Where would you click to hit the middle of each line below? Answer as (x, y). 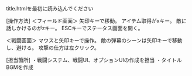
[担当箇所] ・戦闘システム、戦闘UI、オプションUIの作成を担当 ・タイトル (94, 60)
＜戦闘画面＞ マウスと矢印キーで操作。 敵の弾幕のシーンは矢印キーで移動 (94, 40)
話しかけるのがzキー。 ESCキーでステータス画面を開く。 (75, 28)
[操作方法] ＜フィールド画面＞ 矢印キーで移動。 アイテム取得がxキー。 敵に (96, 21)
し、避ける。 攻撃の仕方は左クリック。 (53, 48)
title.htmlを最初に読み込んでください (50, 8)
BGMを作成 (20, 67)
